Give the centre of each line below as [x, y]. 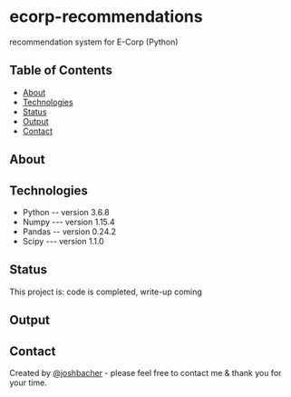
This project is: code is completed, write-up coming [106, 292]
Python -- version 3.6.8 [66, 212]
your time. [28, 382]
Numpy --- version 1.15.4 [68, 222]
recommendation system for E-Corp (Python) [94, 42]
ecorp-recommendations [106, 17]
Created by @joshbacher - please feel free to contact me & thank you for [145, 372]
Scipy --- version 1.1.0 [63, 241]
